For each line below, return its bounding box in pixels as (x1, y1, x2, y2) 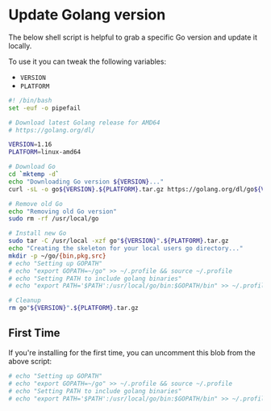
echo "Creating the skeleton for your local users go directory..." (8, 245, 244, 253)
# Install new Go (8, 229, 67, 237)
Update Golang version (8, 6, 166, 24)
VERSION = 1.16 (8, 140, 52, 149)
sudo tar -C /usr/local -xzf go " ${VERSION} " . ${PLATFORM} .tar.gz (8, 237, 229, 245)
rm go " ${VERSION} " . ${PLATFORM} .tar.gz (8, 304, 139, 312)
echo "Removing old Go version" (8, 208, 117, 216)
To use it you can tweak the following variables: (8, 57, 167, 66)
